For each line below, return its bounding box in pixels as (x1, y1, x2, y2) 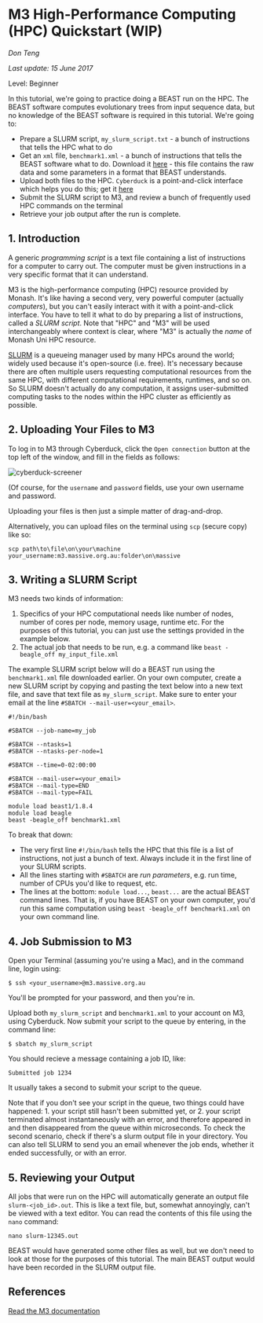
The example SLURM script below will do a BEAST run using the (8, 665, 215, 674)
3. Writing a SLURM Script (8, 573, 137, 586)
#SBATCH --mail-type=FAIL (8, 789, 93, 797)
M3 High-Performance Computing (8, 5, 236, 24)
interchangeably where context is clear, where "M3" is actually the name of (8, 326, 253, 335)
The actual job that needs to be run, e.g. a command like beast (19, 643, 222, 652)
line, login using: (8, 964, 61, 973)
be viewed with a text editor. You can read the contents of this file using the (8, 1208, 253, 1218)
